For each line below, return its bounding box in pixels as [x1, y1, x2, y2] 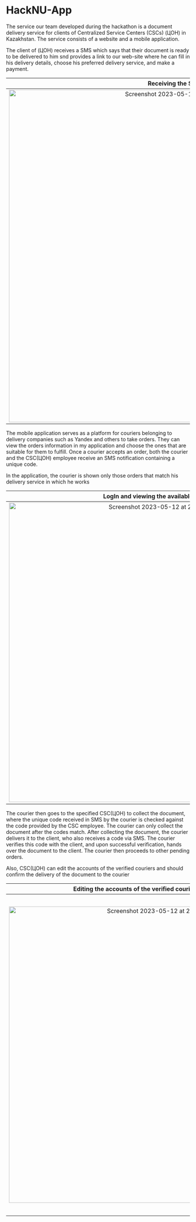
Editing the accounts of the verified [73, 884, 174, 893]
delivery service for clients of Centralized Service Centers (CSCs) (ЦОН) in [6, 29, 187, 36]
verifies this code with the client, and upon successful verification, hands [6, 840, 182, 847]
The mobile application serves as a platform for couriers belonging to [6, 429, 172, 437]
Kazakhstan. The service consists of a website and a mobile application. [6, 35, 180, 42]
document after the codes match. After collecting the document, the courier [6, 828, 188, 835]
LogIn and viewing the [103, 492, 166, 500]
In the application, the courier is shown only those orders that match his [6, 472, 178, 479]
